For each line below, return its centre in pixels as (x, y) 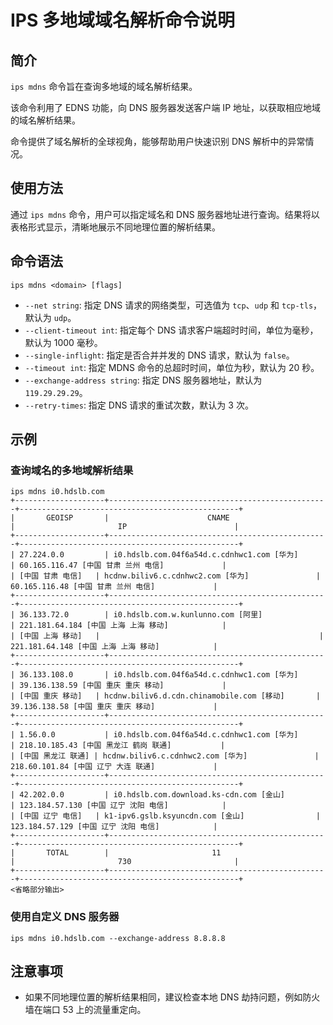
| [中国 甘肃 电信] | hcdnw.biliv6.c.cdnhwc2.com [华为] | (166, 576)
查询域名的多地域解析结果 (72, 470)
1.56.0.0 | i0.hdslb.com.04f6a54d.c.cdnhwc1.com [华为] (159, 735)
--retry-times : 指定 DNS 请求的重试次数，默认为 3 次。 (139, 405)
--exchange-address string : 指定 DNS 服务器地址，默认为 (143, 380)
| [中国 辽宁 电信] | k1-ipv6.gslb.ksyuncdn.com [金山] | (166, 816)
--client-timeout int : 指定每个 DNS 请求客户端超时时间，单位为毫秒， (171, 330)
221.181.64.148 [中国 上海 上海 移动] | (114, 647)
